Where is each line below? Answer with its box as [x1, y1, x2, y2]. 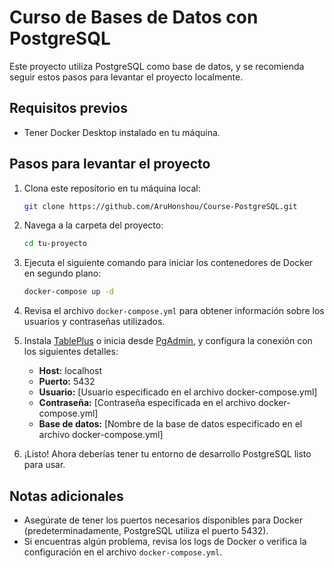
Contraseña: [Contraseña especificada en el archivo [38, 397, 257, 409]
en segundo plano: [23, 267, 102, 280]
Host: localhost [38, 365, 103, 377]
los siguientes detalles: [23, 346, 119, 358]
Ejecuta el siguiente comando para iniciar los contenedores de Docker [23, 257, 314, 269]
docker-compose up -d [23, 287, 114, 297]
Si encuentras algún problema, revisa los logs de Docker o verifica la [23, 536, 307, 547]
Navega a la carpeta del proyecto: [23, 219, 164, 231]
